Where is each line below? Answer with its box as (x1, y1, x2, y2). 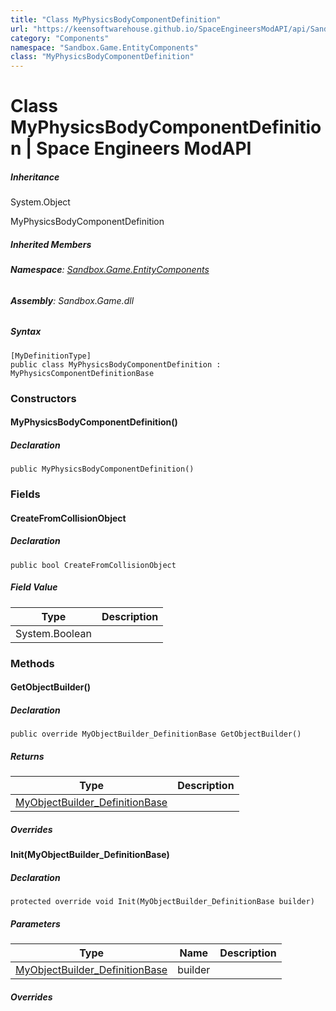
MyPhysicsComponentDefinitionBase (10, 368, 155, 378)
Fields (10, 487, 41, 501)
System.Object (10, 196, 71, 208)
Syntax (10, 326, 42, 338)
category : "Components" (10, 33, 110, 43)
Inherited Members (10, 238, 92, 250)
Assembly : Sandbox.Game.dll (10, 294, 135, 306)
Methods (10, 656, 55, 670)
